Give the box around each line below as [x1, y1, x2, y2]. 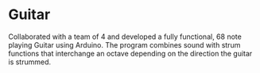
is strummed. [8, 57, 52, 67]
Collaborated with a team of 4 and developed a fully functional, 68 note [8, 32, 243, 41]
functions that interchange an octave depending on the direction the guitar [8, 48, 253, 58]
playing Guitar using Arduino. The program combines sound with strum [8, 40, 241, 49]
